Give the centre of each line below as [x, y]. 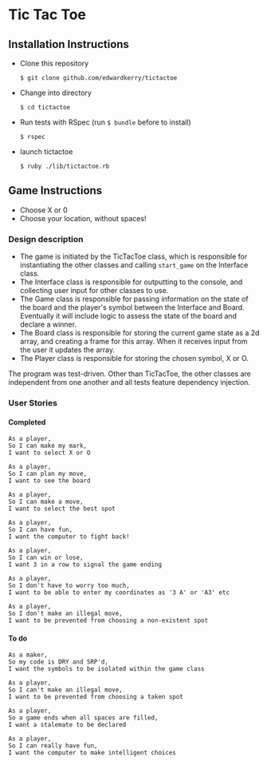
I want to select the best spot [62, 509]
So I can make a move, [46, 502]
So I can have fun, [41, 530]
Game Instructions [55, 190]
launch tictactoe [46, 152]
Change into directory [55, 93]
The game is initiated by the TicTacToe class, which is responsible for [133, 256]
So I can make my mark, [48, 446]
